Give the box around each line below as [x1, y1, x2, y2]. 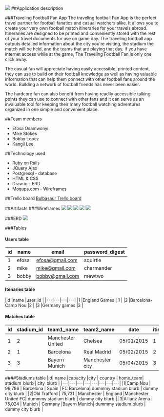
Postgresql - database [12, 171, 57, 176]
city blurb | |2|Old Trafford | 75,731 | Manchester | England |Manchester [5, 391, 149, 396]
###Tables [5, 225, 27, 231]
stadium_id [17, 326, 43, 333]
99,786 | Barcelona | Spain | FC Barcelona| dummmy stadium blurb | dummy [5, 385, 159, 391]
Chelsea [83, 337, 102, 344]
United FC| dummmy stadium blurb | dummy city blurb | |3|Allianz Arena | [5, 395, 153, 401]
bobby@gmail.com [36, 273, 80, 280]
